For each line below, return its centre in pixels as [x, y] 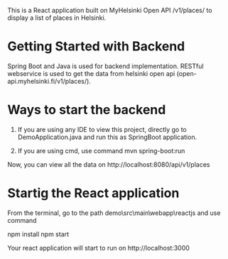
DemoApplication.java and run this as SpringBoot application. [107, 137]
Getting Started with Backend [96, 46]
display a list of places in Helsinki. [57, 18]
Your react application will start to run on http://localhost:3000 [99, 248]
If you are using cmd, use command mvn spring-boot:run [101, 150]
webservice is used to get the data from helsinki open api [91, 73]
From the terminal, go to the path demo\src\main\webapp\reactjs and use [114, 213]
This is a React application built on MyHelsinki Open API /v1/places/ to [110, 10]
